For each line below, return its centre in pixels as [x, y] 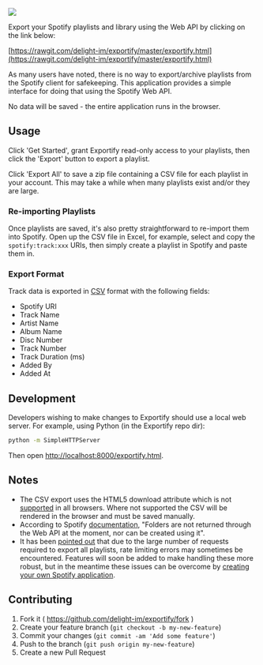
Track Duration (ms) [52, 357]
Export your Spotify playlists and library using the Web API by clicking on [127, 27]
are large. [24, 190]
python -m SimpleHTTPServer [54, 441]
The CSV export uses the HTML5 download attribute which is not [126, 499]
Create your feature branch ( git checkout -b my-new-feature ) [120, 627]
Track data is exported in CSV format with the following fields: [109, 291]
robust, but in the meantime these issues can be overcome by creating [135, 566]
